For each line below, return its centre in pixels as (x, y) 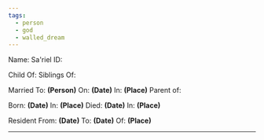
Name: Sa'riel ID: (35, 60)
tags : (17, 15)
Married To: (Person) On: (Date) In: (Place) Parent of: (95, 90)
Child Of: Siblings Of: (42, 75)
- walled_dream (40, 37)
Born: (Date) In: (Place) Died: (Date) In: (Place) (84, 105)
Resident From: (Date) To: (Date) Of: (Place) (80, 121)
